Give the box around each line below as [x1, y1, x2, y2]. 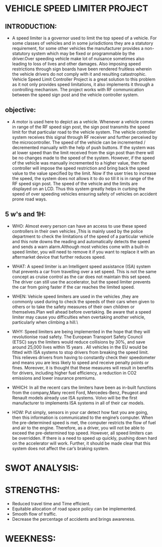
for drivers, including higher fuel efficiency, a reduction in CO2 [12, 370, 137, 376]
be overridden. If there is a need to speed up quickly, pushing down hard [12, 435, 157, 441]
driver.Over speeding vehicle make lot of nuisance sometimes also [12, 56, 145, 61]
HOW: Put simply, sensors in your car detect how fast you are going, [12, 409, 148, 415]
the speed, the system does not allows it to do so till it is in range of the [12, 175, 154, 181]
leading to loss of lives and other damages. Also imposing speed [12, 61, 141, 66]
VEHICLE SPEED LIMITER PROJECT [5, 3, 148, 14]
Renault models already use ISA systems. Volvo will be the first [12, 395, 138, 400]
